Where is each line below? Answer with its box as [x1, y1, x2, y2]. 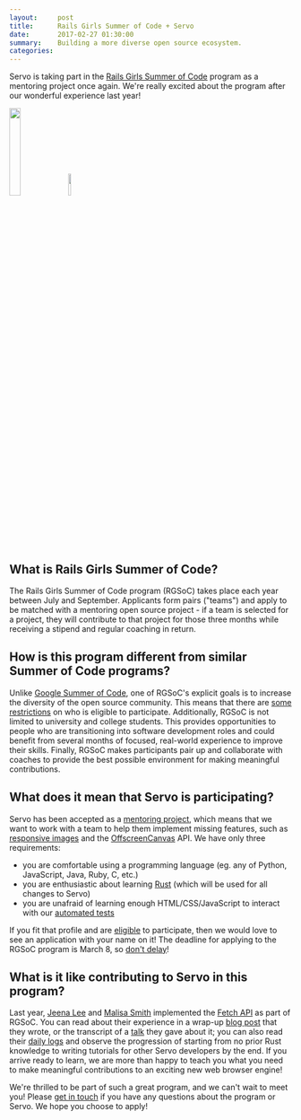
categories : [9, 47, 54, 56]
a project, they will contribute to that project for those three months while [9, 614, 279, 625]
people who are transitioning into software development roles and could [9, 725, 275, 736]
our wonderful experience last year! [9, 91, 142, 101]
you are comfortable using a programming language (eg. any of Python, [21, 859, 288, 871]
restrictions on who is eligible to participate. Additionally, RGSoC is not [9, 706, 270, 717]
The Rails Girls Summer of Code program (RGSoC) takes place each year [9, 585, 279, 596]
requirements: [9, 842, 61, 853]
